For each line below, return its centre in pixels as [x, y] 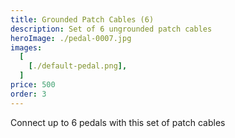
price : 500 [33, 85]
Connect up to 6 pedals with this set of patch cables [118, 122]
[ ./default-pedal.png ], [78, 66]
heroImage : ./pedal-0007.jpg [71, 38]
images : [26, 47]
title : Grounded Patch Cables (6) [82, 19]
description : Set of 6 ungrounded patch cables [111, 29]
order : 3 [28, 94]
